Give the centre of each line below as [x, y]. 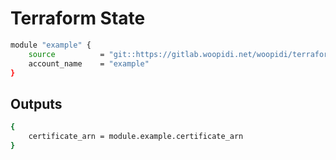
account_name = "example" [89, 63]
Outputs [36, 103]
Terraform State [78, 18]
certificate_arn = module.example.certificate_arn [136, 137]
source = [66, 54]
